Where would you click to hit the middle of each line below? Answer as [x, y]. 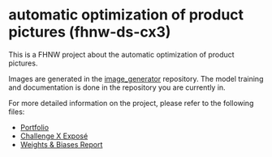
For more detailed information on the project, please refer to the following [131, 103]
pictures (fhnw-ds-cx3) [90, 32]
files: [17, 112]
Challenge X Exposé [54, 136]
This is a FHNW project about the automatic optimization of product [121, 54]
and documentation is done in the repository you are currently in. [117, 87]
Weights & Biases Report [61, 144]
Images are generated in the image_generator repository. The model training [136, 78]
